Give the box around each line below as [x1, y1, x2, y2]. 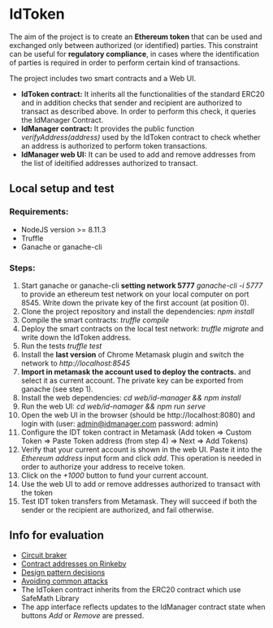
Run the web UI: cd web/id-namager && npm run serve [20, 401, 206, 411]
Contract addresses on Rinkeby [20, 558, 127, 569]
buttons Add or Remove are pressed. [20, 610, 145, 620]
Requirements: [9, 206, 69, 218]
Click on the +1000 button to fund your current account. [20, 470, 209, 480]
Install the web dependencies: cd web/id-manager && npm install [20, 392, 241, 402]
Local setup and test [9, 182, 115, 196]
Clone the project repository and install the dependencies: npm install [20, 306, 254, 316]
